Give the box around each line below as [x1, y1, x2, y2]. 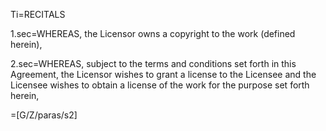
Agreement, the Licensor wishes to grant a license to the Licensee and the [10, 69, 317, 80]
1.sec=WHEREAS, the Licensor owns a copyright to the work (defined [10, 28, 296, 39]
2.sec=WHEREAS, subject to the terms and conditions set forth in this [10, 58, 297, 69]
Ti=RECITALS [10, 9, 66, 20]
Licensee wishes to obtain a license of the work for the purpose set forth [10, 79, 310, 91]
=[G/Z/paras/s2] [10, 109, 78, 121]
